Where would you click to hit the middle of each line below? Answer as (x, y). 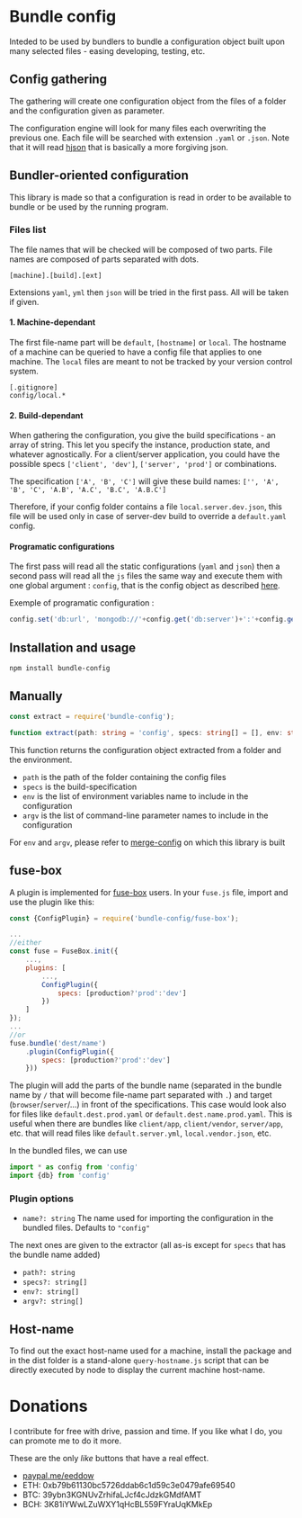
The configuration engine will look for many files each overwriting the (138, 128)
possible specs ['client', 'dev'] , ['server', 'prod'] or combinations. (143, 464)
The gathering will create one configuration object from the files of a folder (148, 101)
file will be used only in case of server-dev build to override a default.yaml (148, 516)
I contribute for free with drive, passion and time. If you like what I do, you (146, 1432)
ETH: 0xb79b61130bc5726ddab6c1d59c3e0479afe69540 (129, 1486)
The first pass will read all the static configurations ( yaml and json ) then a (145, 566)
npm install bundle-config (60, 669)
